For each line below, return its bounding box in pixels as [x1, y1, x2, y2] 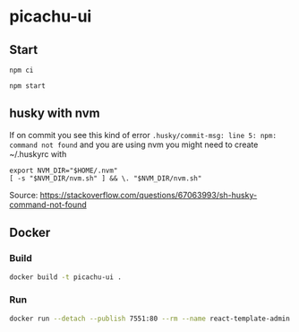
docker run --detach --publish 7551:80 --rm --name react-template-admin [9, 314, 291, 323]
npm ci [9, 66, 34, 74]
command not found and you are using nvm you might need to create [9, 139, 259, 150]
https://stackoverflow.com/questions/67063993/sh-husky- [39, 189, 258, 200]
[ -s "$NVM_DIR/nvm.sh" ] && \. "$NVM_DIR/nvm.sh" [9, 173, 202, 183]
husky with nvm [9, 106, 100, 121]
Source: [9, 189, 38, 200]
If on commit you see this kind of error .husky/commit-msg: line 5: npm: [9, 129, 278, 140]
